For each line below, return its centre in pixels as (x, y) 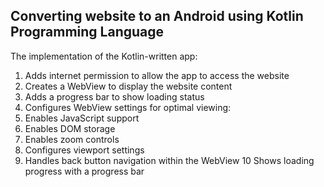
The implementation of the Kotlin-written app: (104, 56)
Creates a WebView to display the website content (128, 86)
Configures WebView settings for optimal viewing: (128, 107)
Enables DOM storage (70, 128)
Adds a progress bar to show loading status (114, 96)
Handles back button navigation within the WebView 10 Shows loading (169, 160)
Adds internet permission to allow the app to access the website (157, 75)
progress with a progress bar (84, 171)
